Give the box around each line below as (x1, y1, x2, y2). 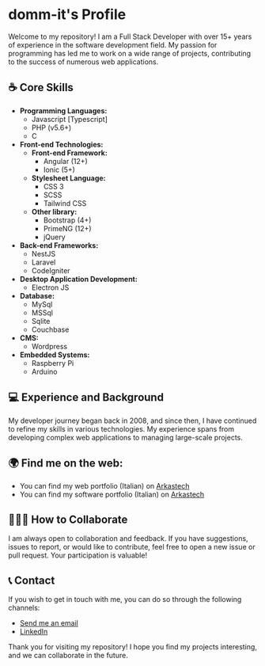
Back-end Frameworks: (19, 240, 99, 250)
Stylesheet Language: (31, 173, 106, 183)
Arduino (31, 367, 58, 376)
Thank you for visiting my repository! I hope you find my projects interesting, (8, 642, 257, 651)
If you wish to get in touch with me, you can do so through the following (8, 595, 242, 603)
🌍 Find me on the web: (8, 456, 123, 470)
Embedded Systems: (19, 350, 90, 360)
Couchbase (31, 325, 70, 334)
